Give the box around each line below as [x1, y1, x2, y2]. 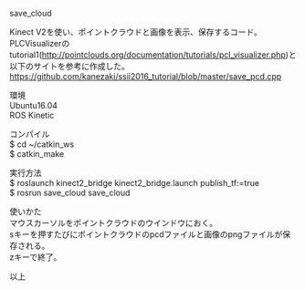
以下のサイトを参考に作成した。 [9, 61, 130, 71]
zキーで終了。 [9, 252, 62, 263]
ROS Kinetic [9, 109, 55, 120]
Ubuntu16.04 [9, 100, 58, 110]
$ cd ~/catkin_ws [9, 139, 75, 150]
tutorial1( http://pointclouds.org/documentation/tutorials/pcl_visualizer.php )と [9, 49, 297, 60]
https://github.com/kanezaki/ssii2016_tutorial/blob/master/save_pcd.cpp [9, 71, 282, 81]
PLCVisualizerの [9, 38, 70, 48]
